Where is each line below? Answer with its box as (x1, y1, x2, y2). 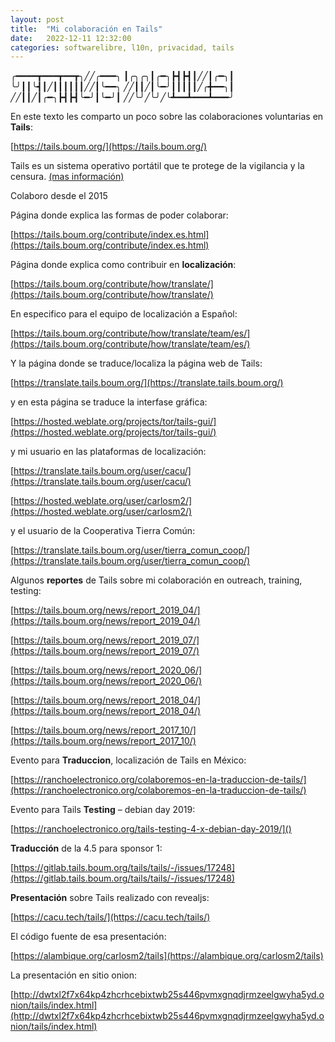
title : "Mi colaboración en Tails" (10, 24, 163, 34)
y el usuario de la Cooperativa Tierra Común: (10, 525, 196, 537)
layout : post (10, 14, 65, 25)
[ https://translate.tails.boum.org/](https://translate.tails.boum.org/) (10, 377, 284, 389)
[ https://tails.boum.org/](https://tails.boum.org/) (10, 141, 208, 153)
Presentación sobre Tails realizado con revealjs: (10, 892, 210, 904)
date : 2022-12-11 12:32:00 (10, 33, 132, 43)
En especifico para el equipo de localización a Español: (10, 308, 238, 320)
